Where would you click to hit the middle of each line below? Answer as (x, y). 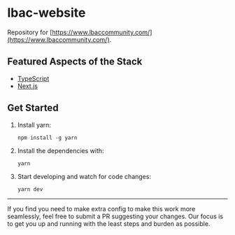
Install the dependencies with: (60, 150)
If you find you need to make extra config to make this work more (101, 208)
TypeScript (33, 78)
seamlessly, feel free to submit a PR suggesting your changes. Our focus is (115, 216)
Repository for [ (30, 32)
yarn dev (30, 189)
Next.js (28, 86)
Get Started (33, 108)
